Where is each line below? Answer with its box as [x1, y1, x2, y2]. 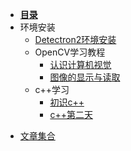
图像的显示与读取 [49, 71, 121, 83]
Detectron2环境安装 [34, 34, 117, 45]
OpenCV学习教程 [34, 46, 106, 58]
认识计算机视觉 [49, 59, 112, 70]
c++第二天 [49, 109, 93, 120]
